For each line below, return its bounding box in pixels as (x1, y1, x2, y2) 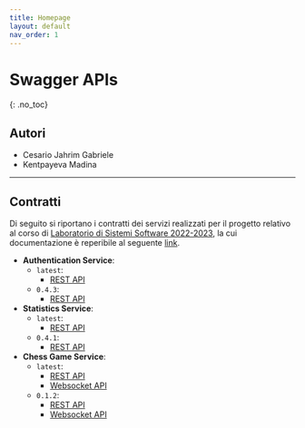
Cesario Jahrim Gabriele (22, 150, 114, 160)
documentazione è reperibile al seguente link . (9, 237, 181, 248)
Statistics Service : (22, 303, 93, 314)
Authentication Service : (22, 255, 115, 266)
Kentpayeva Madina (22, 160, 97, 170)
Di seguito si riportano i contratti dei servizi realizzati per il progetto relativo (9, 218, 291, 229)
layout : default (9, 22, 71, 31)
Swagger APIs (9, 69, 119, 90)
